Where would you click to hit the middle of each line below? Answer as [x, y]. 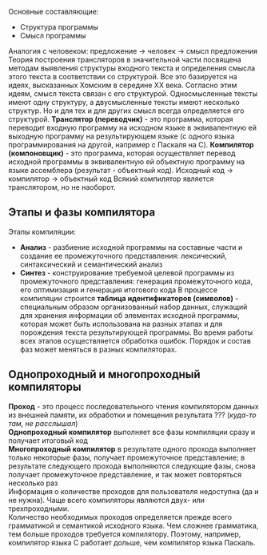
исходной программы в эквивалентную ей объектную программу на [127, 162]
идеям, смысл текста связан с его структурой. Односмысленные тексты [133, 94]
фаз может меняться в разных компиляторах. [98, 349]
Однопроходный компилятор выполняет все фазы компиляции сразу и [132, 432]
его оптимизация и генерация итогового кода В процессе [119, 290]
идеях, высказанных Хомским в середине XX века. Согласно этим [123, 85]
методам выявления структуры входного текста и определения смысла [132, 68]
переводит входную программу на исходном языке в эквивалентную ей [133, 128]
